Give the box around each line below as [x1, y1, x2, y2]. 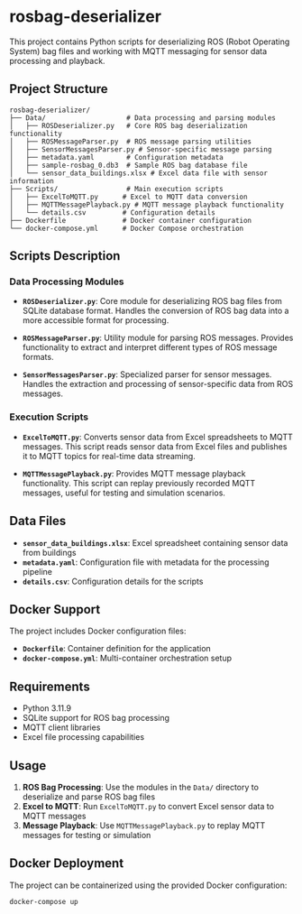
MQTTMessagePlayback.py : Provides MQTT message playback [22, 467, 246, 479]
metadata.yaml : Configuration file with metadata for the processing [22, 557, 270, 568]
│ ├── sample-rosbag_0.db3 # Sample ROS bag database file [9, 161, 248, 170]
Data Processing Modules [9, 275, 124, 288]
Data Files [9, 513, 67, 529]
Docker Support [9, 602, 101, 617]
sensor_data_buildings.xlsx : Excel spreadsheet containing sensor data [22, 537, 288, 548]
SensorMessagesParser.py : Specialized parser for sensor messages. [22, 369, 272, 380]
